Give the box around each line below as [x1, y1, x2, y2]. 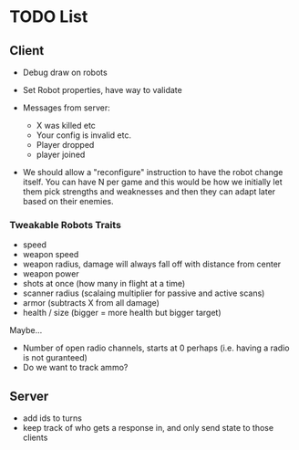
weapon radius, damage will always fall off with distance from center [22, 258, 282, 270]
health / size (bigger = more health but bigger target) [22, 308, 222, 319]
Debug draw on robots [22, 67, 108, 78]
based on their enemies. [22, 196, 114, 206]
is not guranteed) [22, 352, 88, 363]
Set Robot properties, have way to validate [22, 85, 182, 95]
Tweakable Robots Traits [9, 218, 121, 231]
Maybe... [9, 325, 43, 336]
